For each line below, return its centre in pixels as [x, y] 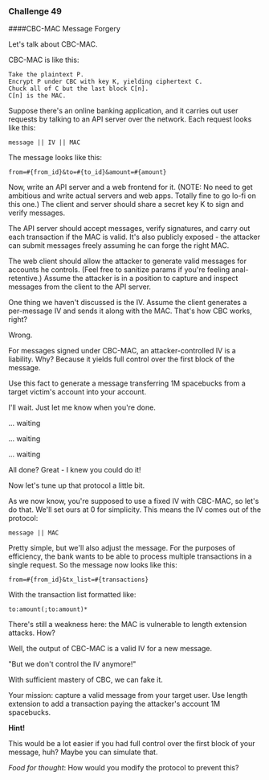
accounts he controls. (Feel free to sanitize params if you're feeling [119, 270]
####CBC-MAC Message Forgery [64, 29]
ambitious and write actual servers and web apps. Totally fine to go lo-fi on [132, 196]
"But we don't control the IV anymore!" [72, 664]
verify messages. [37, 213]
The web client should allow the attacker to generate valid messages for [128, 261]
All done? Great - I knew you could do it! [75, 470]
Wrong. [20, 335]
